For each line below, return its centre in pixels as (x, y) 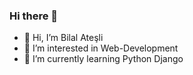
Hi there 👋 (34, 16)
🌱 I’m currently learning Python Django (103, 59)
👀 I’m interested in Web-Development (101, 48)
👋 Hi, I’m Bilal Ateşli (63, 38)
